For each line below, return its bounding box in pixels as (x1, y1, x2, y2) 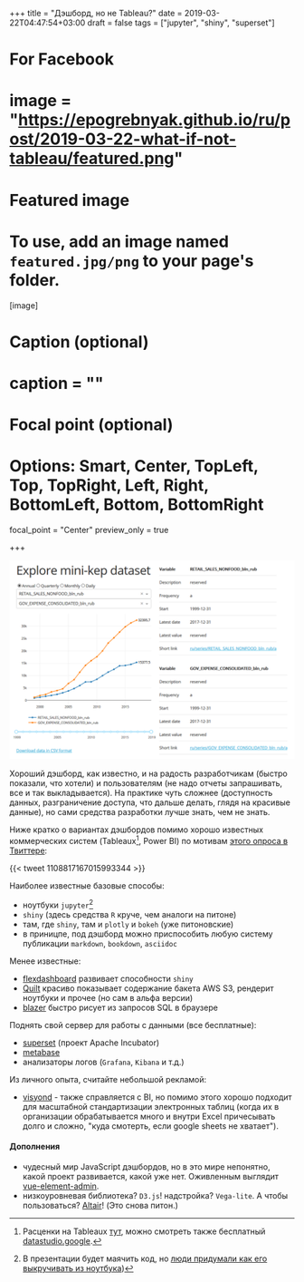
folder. (9, 269, 61, 290)
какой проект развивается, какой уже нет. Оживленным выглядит (22, 1170, 279, 1181)
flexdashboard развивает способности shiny (22, 973, 194, 984)
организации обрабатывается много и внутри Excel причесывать (22, 1111, 276, 1122)
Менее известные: (9, 956, 81, 966)
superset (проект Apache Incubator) (22, 1037, 160, 1048)
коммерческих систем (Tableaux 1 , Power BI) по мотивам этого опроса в (9, 834, 288, 847)
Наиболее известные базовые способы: (9, 880, 165, 891)
